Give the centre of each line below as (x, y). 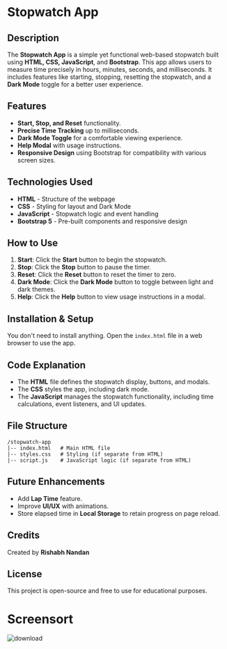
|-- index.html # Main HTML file (59, 448)
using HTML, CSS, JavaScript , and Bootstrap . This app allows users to (110, 62)
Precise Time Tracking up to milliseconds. (78, 130)
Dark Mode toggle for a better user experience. (75, 84)
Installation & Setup (50, 319)
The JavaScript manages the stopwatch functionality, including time (115, 397)
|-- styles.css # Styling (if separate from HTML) (85, 454)
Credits (24, 536)
